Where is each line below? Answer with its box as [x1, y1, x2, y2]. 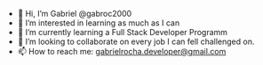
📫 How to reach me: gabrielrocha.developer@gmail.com [17, 47, 227, 56]
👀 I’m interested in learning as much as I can [17, 18, 180, 28]
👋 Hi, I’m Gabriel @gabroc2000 [17, 9, 132, 18]
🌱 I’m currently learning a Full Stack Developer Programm [17, 27, 228, 37]
